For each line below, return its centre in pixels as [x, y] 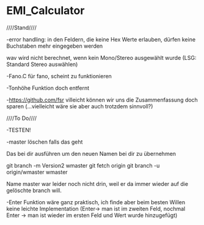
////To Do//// [22, 118]
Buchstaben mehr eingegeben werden [55, 46]
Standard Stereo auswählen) [42, 64]
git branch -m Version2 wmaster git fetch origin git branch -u [83, 165]
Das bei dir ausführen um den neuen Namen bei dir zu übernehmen [91, 153]
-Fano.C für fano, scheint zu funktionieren [59, 76]
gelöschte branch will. [34, 190]
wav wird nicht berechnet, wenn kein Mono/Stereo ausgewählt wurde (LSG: [101, 57]
